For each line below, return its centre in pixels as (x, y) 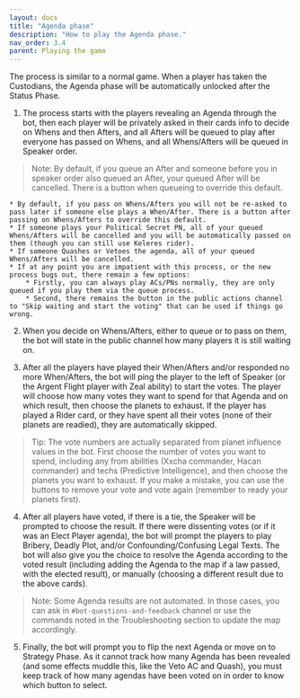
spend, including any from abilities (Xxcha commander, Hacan (146, 461)
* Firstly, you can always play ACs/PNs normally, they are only (150, 283)
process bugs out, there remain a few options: (100, 275)
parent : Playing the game (57, 51)
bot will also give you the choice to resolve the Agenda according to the (155, 555)
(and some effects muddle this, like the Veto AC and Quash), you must (152, 667)
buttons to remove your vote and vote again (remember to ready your (159, 490)
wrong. (22, 314)
